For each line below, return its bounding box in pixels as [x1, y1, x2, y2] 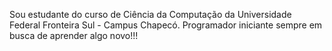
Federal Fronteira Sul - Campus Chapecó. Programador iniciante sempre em [9, 19, 323, 31]
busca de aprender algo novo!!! [9, 30, 139, 41]
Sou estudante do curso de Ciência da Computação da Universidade [9, 9, 292, 20]
